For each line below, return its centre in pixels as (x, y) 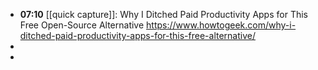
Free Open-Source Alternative (82, 25)
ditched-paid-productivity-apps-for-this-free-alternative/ (137, 35)
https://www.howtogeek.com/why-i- (221, 25)
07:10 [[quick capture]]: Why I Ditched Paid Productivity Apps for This (163, 14)
